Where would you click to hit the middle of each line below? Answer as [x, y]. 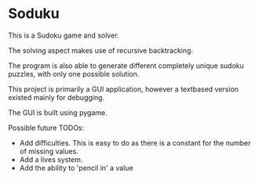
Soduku [34, 14]
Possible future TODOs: [46, 128]
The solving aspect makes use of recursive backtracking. [101, 50]
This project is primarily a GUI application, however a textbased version [124, 89]
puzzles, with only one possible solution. [74, 74]
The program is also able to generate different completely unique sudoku [126, 65]
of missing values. [49, 151]
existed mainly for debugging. [56, 97]
